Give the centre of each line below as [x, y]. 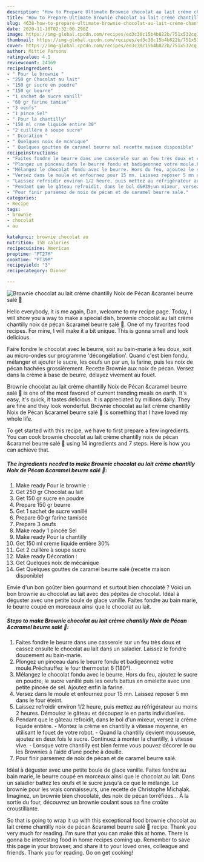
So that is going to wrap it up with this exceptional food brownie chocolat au [101, 820]
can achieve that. [28, 450]
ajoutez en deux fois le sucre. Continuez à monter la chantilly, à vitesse [104, 739]
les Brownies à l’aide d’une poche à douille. [69, 752]
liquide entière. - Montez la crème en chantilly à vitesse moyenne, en [101, 726]
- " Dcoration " [27, 136]
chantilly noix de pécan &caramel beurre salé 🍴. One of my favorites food [98, 324]
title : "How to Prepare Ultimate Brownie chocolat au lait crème [91, 18]
